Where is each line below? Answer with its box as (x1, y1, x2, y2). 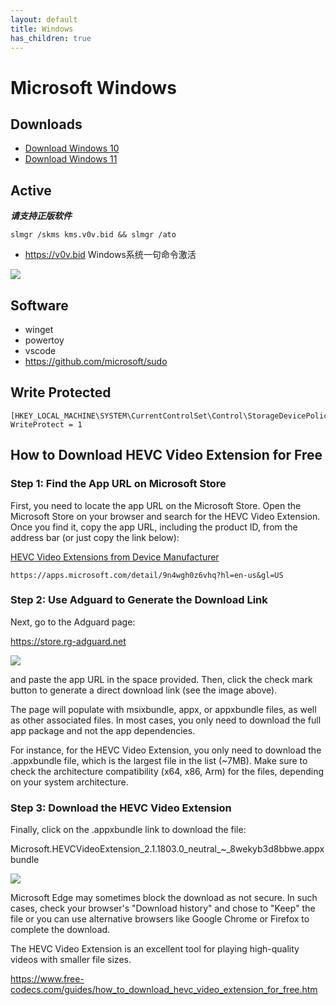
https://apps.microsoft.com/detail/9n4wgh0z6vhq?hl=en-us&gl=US (10, 570, 284, 580)
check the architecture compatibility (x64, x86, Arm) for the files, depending (10, 765, 325, 777)
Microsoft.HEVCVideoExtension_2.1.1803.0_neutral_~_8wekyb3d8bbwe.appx (10, 843, 325, 855)
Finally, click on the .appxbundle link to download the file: (10, 824, 247, 836)
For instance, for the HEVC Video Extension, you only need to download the (10, 744, 322, 756)
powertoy (24, 334, 65, 346)
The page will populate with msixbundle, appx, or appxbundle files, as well (10, 703, 317, 715)
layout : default (10, 14, 78, 25)
